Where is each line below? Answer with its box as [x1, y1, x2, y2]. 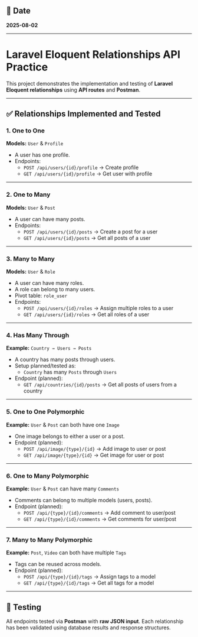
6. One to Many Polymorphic [6, 472, 90, 480]
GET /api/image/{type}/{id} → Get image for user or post [23, 451, 164, 459]
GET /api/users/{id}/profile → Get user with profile [23, 170, 153, 177]
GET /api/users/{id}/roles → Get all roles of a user [23, 311, 150, 318]
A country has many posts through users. [14, 356, 115, 363]
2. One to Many [6, 190, 51, 199]
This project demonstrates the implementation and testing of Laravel [6, 80, 173, 87]
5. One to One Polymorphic [6, 408, 85, 416]
